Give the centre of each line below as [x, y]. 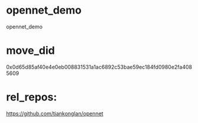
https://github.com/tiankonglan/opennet [55, 114]
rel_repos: [32, 97]
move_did [30, 51]
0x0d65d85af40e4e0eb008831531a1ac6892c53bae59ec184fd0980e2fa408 [99, 67]
